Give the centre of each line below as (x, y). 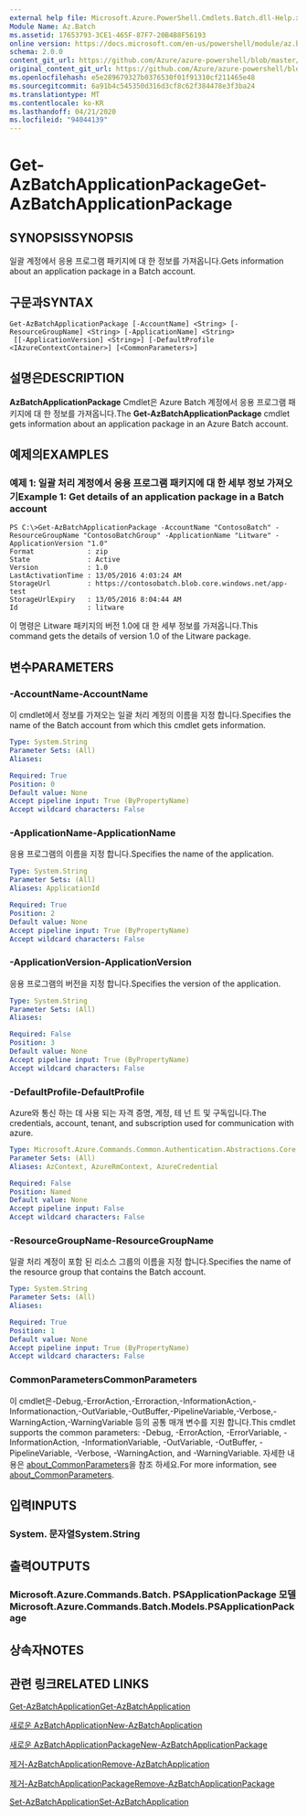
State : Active (65, 560)
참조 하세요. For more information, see (207, 1464)
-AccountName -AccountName (79, 693)
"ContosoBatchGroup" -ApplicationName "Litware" (177, 536)
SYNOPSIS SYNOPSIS (72, 237)
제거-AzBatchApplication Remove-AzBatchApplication (110, 1764)
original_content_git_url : (61, 70)
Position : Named (40, 1192)
